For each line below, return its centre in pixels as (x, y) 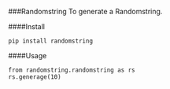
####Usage (28, 56)
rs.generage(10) (35, 77)
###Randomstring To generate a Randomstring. (85, 11)
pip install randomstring (50, 41)
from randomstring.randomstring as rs (72, 70)
